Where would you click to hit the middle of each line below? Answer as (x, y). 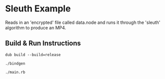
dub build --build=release (33, 55)
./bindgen (15, 63)
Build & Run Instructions (43, 43)
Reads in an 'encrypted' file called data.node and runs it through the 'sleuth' (83, 22)
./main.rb (15, 72)
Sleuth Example (38, 9)
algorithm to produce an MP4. (36, 27)
